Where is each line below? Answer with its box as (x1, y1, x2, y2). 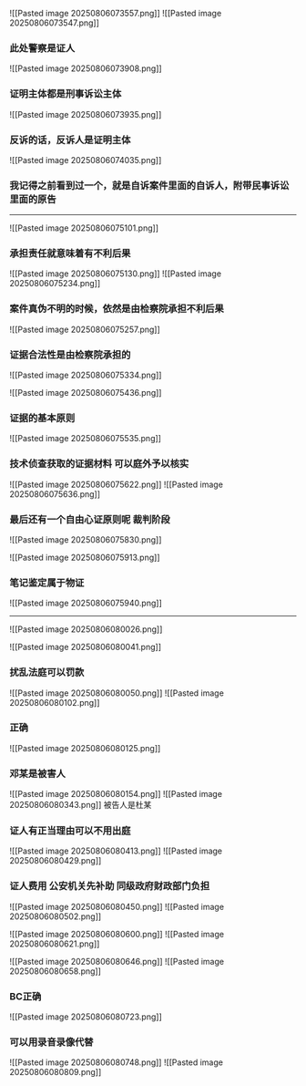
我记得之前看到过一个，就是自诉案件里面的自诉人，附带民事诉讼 (9, 179, 290, 191)
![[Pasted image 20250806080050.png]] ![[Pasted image (9, 688, 225, 698)
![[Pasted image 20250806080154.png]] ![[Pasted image (9, 789, 223, 800)
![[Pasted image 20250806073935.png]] (9, 109, 162, 119)
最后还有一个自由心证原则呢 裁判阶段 (9, 512, 170, 525)
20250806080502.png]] (9, 911, 102, 922)
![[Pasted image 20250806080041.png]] (9, 642, 162, 653)
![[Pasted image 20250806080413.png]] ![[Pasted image (9, 845, 223, 856)
